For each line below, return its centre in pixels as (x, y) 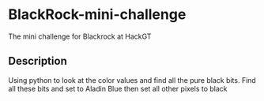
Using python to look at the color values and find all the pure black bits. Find (132, 80)
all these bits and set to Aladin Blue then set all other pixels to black (118, 88)
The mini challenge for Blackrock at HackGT (80, 36)
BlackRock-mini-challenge (97, 15)
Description (38, 61)
